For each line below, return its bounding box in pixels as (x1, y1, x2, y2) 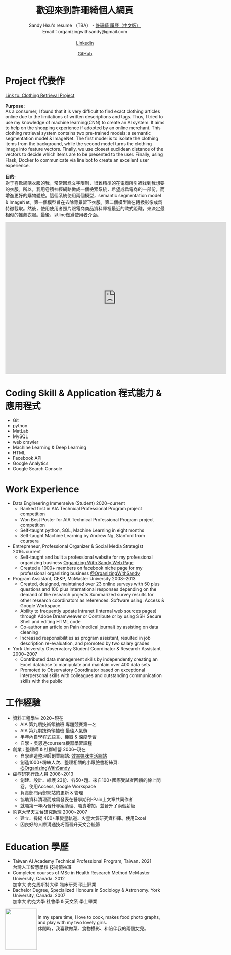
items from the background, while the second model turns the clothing (5, 140, 152, 147)
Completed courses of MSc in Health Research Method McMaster (12, 869, 150, 876)
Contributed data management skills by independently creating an (20, 656, 158, 662)
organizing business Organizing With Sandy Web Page (20, 559, 134, 565)
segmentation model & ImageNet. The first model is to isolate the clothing (5, 135, 158, 141)
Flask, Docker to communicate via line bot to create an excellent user (5, 156, 149, 163)
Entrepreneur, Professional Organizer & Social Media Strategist (12, 543, 143, 549)
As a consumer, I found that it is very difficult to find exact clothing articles (5, 108, 160, 114)
